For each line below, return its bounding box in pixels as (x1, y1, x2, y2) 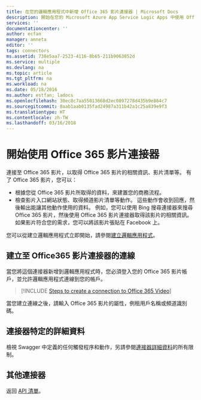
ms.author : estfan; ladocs (6, 92, 74, 98)
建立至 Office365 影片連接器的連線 (6, 251, 135, 261)
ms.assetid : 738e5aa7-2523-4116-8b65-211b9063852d (6, 53, 135, 59)
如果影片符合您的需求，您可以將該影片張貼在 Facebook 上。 (14, 219, 163, 226)
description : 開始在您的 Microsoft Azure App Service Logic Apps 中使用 (6, 14, 184, 20)
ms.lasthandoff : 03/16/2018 (6, 120, 77, 126)
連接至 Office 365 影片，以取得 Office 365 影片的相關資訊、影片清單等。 (6, 169, 185, 176)
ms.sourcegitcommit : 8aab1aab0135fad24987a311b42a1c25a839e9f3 (6, 103, 167, 110)
